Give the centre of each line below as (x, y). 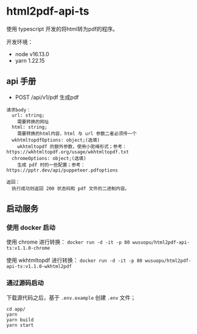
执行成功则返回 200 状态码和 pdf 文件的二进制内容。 (71, 188)
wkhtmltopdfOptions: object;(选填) (56, 140)
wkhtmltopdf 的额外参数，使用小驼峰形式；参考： (72, 147)
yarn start (20, 325)
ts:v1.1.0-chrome (28, 249)
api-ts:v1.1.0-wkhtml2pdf (39, 267)
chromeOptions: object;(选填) (49, 158)
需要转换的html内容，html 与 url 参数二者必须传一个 (77, 133)
